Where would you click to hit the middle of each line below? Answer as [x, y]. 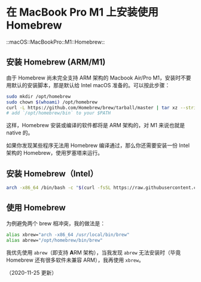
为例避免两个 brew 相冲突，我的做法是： [56, 223]
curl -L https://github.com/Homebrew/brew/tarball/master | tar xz [92, 108]
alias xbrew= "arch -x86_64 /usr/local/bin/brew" [68, 235]
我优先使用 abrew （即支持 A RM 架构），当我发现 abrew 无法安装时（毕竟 [94, 252]
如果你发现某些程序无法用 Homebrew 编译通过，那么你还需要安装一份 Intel [98, 145]
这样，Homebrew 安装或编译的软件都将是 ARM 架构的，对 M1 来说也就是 [96, 125]
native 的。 [20, 133]
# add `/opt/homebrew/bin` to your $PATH [59, 113]
